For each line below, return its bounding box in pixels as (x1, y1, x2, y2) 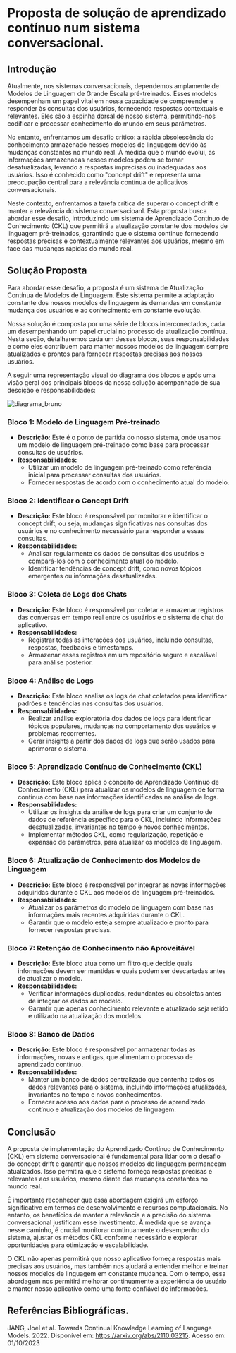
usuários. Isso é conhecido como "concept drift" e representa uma (7, 171, 201, 179)
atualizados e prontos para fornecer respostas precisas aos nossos (7, 350, 203, 358)
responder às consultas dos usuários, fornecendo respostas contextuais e (7, 105, 223, 112)
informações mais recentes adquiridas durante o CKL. (27, 910, 185, 919)
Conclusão (7, 1126, 56, 1138)
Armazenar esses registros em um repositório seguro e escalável (27, 650, 217, 659)
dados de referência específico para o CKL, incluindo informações (27, 816, 221, 824)
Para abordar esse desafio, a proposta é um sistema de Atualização (7, 283, 204, 292)
